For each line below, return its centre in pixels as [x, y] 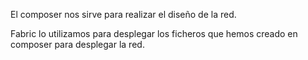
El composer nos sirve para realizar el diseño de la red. [123, 14]
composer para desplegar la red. [77, 44]
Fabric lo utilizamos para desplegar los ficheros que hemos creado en [154, 33]
